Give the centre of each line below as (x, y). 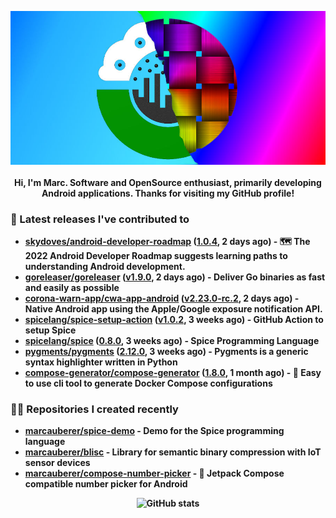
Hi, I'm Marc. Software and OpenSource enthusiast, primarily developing (168, 182)
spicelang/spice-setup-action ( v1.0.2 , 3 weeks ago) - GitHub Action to (174, 320)
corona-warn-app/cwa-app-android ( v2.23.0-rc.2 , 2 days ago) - (162, 298)
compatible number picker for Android (106, 484)
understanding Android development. (105, 267)
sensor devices (57, 463)
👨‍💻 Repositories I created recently (94, 409)
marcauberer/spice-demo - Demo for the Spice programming (154, 431)
